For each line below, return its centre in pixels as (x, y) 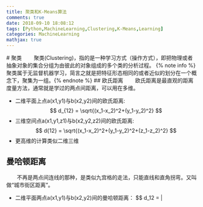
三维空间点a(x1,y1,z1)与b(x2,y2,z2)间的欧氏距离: (75, 121)
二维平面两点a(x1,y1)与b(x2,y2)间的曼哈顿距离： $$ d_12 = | (89, 197)
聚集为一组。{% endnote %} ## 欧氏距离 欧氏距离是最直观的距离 (108, 80)
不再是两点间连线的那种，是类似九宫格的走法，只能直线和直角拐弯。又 (104, 177)
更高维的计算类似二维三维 (47, 141)
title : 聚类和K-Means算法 (37, 12)
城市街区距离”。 (34, 185)
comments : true (25, 18)
